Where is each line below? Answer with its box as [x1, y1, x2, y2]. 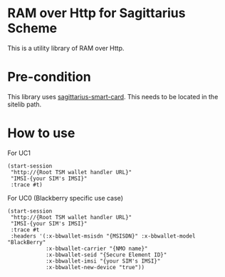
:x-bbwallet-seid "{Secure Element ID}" [45, 251, 167, 258]
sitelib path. [7, 100, 42, 109]
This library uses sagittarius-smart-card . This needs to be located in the [7, 92, 219, 101]
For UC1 [7, 148, 31, 157]
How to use [7, 125, 75, 141]
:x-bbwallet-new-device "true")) [45, 263, 145, 271]
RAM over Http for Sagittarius [7, 5, 186, 21]
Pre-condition [7, 69, 91, 85]
